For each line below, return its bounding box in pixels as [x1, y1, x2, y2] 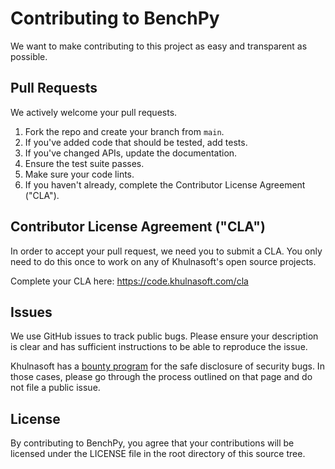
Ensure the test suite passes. [24, 157, 145, 169]
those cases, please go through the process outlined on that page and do [10, 371, 313, 383]
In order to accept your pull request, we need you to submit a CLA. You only [10, 245, 323, 257]
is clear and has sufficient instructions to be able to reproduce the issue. [10, 341, 308, 353]
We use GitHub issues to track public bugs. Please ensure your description [10, 330, 319, 342]
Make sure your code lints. [24, 168, 135, 180]
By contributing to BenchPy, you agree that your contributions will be [10, 437, 295, 449]
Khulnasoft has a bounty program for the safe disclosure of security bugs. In [10, 360, 325, 372]
